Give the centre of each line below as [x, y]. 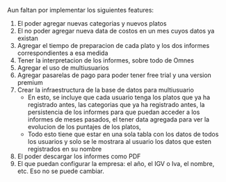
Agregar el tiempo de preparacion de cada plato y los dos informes [113, 45]
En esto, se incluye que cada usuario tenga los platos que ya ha [119, 97]
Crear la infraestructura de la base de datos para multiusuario [106, 90]
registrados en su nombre [65, 149]
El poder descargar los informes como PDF [79, 156]
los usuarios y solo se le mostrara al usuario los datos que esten [120, 141]
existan [27, 38]
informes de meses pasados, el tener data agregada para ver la [119, 119]
